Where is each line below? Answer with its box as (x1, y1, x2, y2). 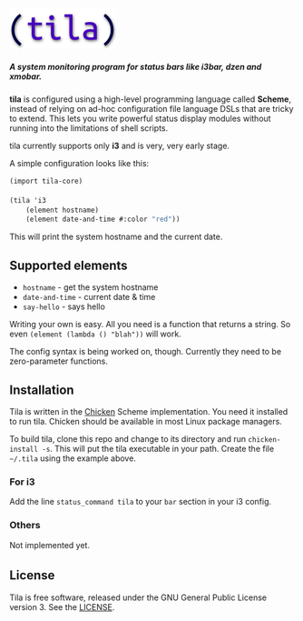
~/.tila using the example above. (9, 453, 136, 464)
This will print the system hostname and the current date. (9, 231, 223, 243)
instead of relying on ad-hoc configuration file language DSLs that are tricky (9, 103, 294, 114)
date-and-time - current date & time (22, 292, 156, 303)
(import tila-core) (9, 176, 83, 185)
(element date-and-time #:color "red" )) (25, 215, 181, 225)
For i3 (9, 476, 35, 488)
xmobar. (9, 71, 43, 82)
